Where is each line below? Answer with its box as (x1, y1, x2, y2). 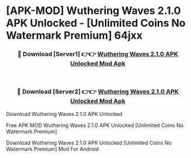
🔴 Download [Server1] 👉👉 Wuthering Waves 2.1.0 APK (17, 50, 179, 58)
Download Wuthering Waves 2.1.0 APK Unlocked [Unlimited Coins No (6, 139, 172, 146)
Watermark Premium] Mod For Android (6, 145, 99, 152)
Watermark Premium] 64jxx (6, 29, 143, 42)
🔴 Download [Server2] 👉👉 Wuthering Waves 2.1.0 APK (16, 87, 179, 96)
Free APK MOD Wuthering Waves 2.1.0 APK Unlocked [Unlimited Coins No (6, 121, 183, 129)
